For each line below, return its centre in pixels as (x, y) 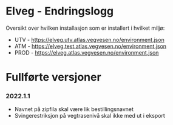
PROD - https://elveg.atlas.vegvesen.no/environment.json (86, 52)
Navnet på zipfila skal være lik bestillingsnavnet (74, 109)
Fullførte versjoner (53, 77)
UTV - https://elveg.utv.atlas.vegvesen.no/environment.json (89, 39)
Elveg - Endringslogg (60, 11)
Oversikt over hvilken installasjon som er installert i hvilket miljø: (85, 28)
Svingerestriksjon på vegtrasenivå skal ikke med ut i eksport (90, 116)
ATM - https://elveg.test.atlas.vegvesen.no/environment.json (90, 46)
